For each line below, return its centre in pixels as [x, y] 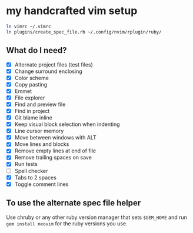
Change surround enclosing [48, 71]
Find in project [32, 111]
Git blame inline [34, 118]
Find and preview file [40, 104]
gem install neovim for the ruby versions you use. [67, 223]
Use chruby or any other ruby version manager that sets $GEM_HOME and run [96, 217]
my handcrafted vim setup [72, 11]
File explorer [30, 98]
